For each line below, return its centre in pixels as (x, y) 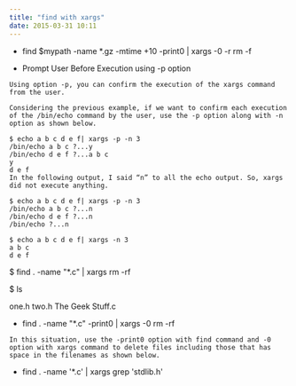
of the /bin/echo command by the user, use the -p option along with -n (146, 115)
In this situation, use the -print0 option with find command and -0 (140, 339)
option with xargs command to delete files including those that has (140, 347)
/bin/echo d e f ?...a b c (59, 154)
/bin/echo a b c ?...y (51, 146)
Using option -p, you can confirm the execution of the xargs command (142, 84)
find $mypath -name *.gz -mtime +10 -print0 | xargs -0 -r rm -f (137, 51)
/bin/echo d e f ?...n (51, 217)
